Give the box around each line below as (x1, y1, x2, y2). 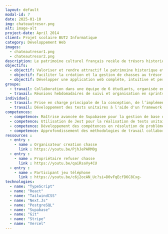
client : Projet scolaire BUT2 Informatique (5, 35, 97, 40)
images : (5, 44, 21, 49)
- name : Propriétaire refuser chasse (14, 156, 95, 161)
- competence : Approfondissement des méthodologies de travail (9, 128, 144, 133)
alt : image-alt (5, 26, 37, 31)
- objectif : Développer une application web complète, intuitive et (9, 77, 155, 82)
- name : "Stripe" (9, 216, 46, 221)
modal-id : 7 (5, 12, 30, 17)
